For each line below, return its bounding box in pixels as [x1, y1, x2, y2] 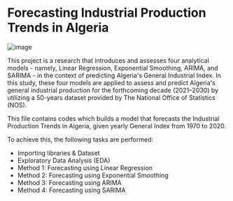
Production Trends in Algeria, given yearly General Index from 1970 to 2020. [7, 121, 227, 130]
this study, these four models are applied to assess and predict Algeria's [7, 78, 216, 87]
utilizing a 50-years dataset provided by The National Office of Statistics [7, 93, 216, 102]
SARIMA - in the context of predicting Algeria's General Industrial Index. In [7, 71, 222, 80]
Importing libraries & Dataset [17, 149, 100, 157]
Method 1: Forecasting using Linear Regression [17, 163, 153, 172]
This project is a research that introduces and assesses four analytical [7, 56, 210, 64]
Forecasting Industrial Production [7, 5, 206, 21]
